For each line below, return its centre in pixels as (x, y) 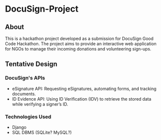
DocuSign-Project (42, 9)
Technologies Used (28, 117)
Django (19, 127)
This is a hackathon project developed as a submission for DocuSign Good (79, 38)
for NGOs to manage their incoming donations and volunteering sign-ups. (78, 49)
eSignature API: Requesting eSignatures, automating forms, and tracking (84, 88)
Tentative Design (31, 64)
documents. (24, 94)
